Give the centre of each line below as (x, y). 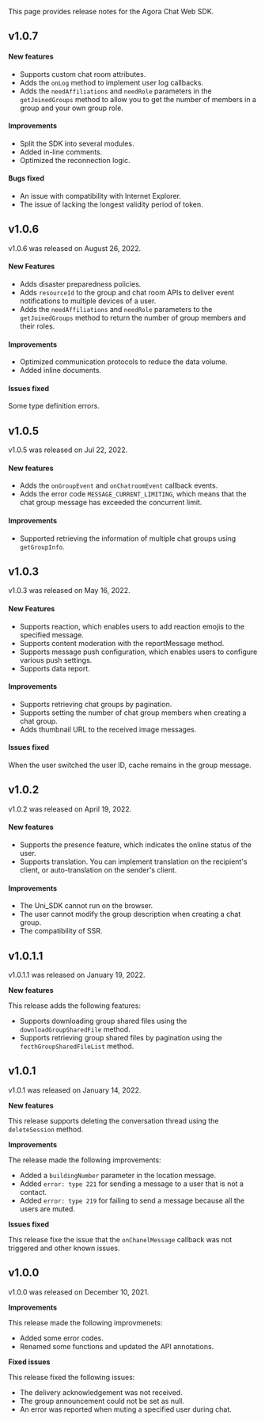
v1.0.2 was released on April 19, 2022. (70, 809)
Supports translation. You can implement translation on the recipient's (133, 861)
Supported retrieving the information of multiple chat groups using (128, 538)
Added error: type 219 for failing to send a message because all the (132, 1200)
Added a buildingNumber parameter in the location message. (117, 1175)
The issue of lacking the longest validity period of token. (111, 204)
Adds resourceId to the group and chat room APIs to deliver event (127, 293)
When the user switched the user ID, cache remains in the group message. (130, 765)
